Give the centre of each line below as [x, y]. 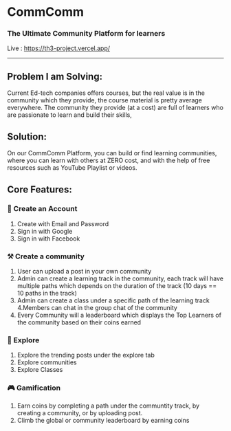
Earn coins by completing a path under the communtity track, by [108, 406]
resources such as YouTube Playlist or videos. [72, 168]
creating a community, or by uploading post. [80, 412]
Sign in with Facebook [48, 239]
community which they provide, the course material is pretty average [105, 100]
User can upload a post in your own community [84, 272]
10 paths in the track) [47, 294]
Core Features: [40, 189]
